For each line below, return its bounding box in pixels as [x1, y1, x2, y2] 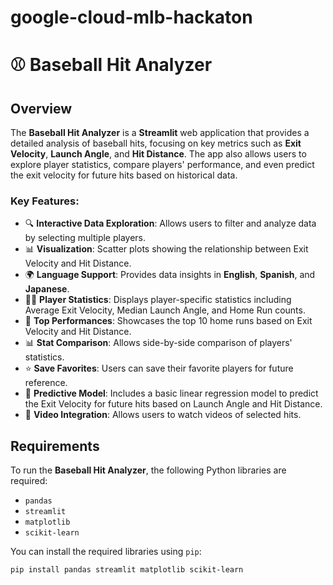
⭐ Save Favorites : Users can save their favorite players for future [24, 362, 294, 375]
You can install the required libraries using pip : [10, 546, 202, 558]
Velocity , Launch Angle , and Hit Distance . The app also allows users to [10, 148, 307, 160]
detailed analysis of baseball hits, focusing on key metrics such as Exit [10, 137, 302, 150]
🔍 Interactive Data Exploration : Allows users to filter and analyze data [24, 217, 317, 230]
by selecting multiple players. [24, 232, 147, 244]
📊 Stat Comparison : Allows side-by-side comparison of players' [24, 337, 293, 349]
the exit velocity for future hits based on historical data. [10, 169, 238, 181]
